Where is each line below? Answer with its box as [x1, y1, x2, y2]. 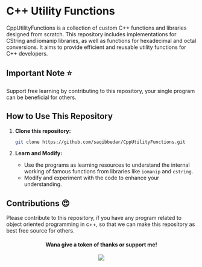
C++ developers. [6, 50, 48, 57]
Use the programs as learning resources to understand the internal [24, 161, 190, 169]
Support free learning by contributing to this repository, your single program [6, 87, 195, 94]
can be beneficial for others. [6, 94, 77, 101]
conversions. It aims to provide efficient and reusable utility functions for [6, 43, 187, 51]
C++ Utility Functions [6, 4, 116, 18]
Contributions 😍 [6, 198, 70, 208]
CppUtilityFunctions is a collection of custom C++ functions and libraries [6, 24, 187, 31]
